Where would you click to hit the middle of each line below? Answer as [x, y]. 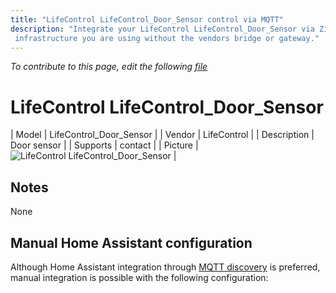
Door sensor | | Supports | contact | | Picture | [104, 145]
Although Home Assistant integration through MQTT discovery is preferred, [165, 267]
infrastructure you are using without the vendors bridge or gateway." [167, 38]
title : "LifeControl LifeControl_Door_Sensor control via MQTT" [147, 19]
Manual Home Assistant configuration [131, 242]
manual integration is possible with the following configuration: [139, 277]
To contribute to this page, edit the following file [109, 67]
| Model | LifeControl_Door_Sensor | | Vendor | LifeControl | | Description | [162, 135]
